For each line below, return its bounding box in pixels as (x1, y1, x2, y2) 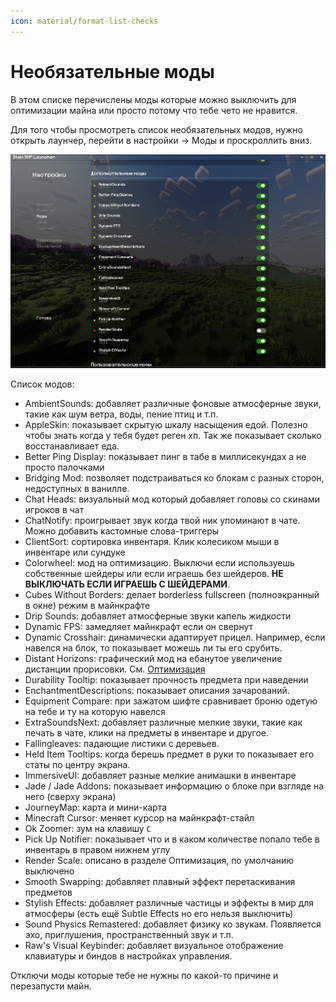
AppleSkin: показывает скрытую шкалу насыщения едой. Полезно (24, 419, 308, 431)
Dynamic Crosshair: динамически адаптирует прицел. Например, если (24, 631, 326, 644)
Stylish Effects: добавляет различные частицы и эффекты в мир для (24, 897, 315, 909)
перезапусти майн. (10, 980, 92, 992)
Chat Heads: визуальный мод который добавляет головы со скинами (24, 493, 321, 505)
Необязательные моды (10, 60, 215, 83)
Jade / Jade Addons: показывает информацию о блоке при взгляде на (24, 780, 325, 792)
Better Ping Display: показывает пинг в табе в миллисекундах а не (24, 451, 307, 463)
